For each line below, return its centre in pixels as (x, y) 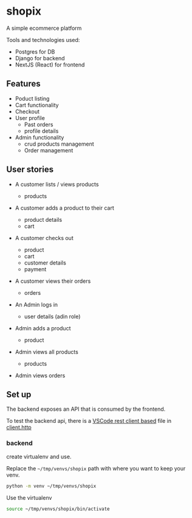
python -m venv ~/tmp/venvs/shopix (51, 486)
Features (23, 84)
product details (43, 219)
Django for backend (40, 58)
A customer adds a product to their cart (64, 208)
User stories (30, 170)
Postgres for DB (35, 51)
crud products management (59, 144)
